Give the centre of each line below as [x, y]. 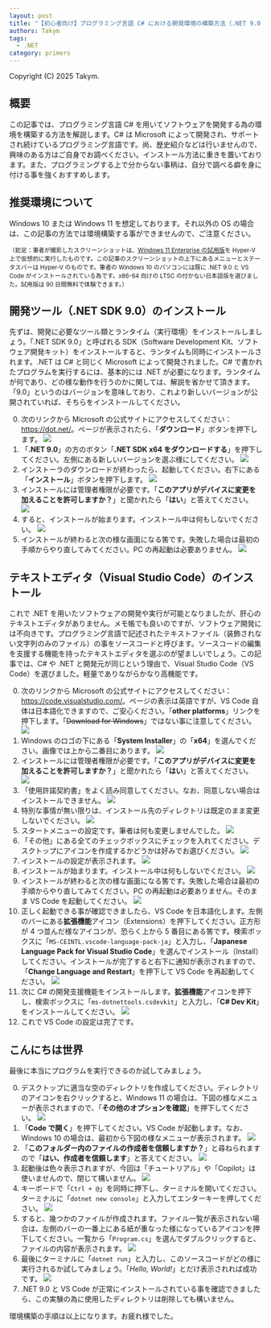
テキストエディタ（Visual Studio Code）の [116, 577]
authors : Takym [35, 31]
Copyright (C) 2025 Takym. [54, 76]
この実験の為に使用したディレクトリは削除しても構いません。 [137, 1299]
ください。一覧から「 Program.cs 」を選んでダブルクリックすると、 [151, 1239]
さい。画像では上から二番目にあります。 [88, 751]
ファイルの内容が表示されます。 [74, 1249]
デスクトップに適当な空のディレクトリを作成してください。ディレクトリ [140, 1088]
